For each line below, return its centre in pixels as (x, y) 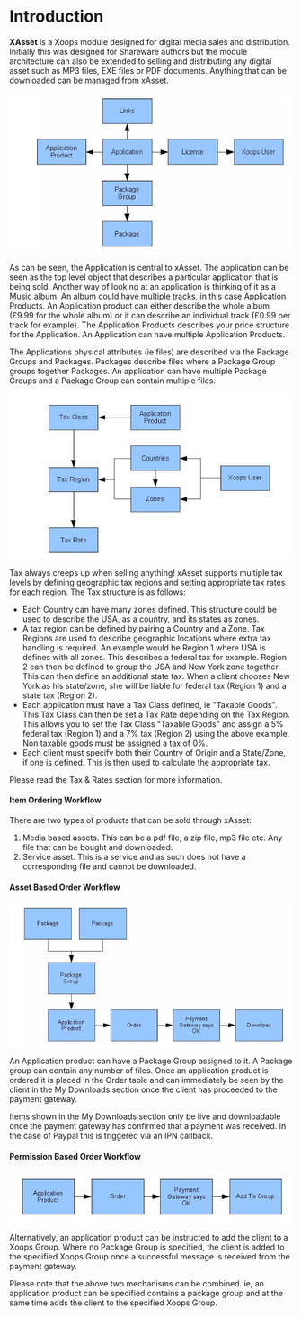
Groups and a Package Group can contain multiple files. (112, 381)
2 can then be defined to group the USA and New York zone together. (151, 667)
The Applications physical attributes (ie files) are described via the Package (149, 352)
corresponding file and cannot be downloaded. (109, 866)
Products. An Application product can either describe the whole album (139, 306)
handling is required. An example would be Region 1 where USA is (144, 647)
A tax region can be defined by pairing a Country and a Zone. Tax (143, 628)
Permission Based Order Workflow (75, 1156)
